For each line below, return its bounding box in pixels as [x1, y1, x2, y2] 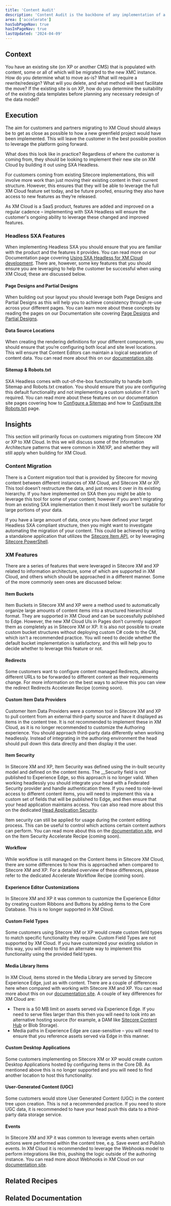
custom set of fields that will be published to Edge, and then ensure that [5, 796, 157, 802]
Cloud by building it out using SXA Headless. [5, 161, 100, 168]
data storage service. [17, 1112, 63, 1118]
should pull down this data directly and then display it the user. [5, 740, 137, 746]
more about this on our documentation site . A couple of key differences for [5, 990, 162, 997]
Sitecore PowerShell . [5, 538, 50, 545]
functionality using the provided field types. [5, 951, 97, 957]
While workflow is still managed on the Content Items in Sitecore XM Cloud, [5, 856, 164, 862]
